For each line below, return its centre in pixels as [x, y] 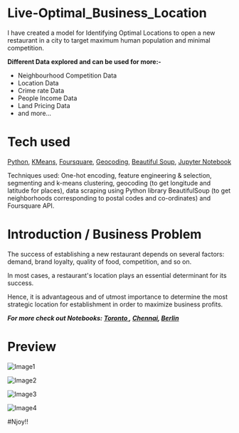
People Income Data [47, 98]
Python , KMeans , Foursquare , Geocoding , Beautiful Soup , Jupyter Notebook [119, 161]
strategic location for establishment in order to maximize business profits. [115, 304]
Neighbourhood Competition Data [67, 75]
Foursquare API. [31, 205]
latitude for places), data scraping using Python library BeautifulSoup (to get [119, 191]
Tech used [39, 142]
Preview [32, 347]
